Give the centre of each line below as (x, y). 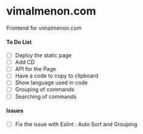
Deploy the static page (43, 55)
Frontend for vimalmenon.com (44, 28)
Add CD (25, 62)
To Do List (19, 42)
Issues (15, 111)
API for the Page (35, 69)
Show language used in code (51, 82)
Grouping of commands (45, 90)
